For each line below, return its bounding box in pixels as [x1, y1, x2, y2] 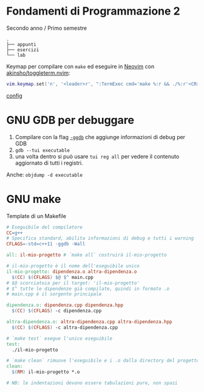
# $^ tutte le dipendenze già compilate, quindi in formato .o [6, 286, 170, 292]
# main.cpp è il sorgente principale [6, 291, 102, 297]
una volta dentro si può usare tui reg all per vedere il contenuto [15, 153, 180, 160]
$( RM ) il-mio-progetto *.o [12, 369, 80, 375]
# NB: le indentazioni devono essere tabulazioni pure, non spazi [6, 380, 178, 387]
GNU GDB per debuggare [6, 114, 135, 127]
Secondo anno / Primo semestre [6, 24, 87, 32]
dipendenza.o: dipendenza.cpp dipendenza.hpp [6, 302, 123, 308]
